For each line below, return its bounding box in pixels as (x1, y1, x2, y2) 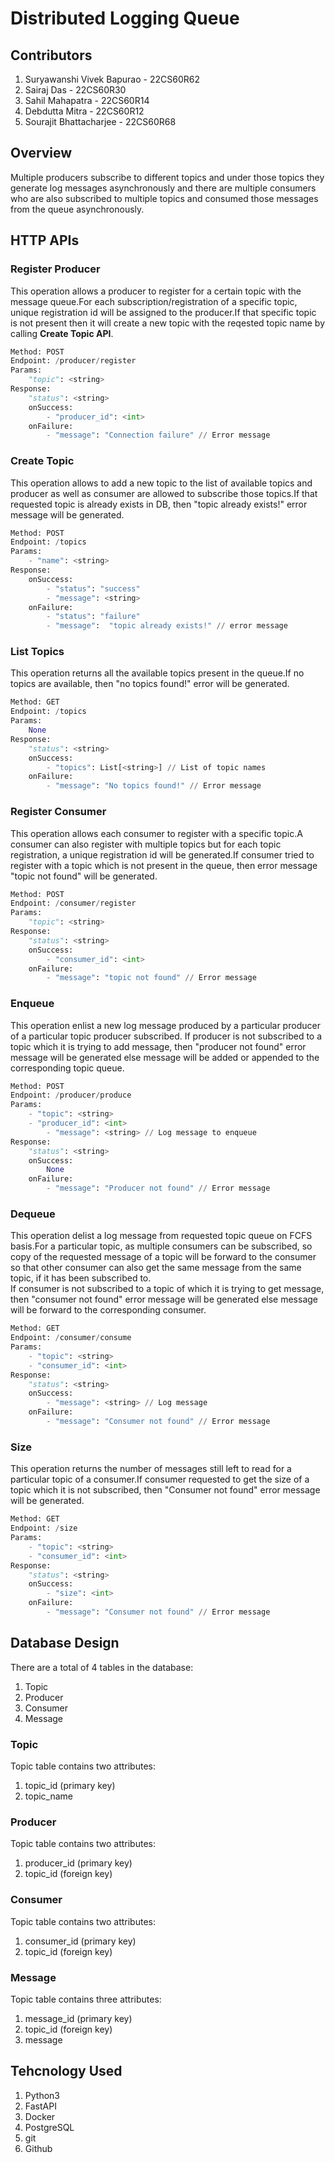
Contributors (10, 47, 93, 64)
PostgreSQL (24, 2121, 75, 2133)
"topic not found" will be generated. (10, 870, 158, 882)
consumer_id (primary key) (24, 1935, 137, 1947)
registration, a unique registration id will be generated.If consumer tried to (10, 848, 315, 861)
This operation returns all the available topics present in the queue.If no (10, 667, 305, 679)
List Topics (10, 645, 65, 659)
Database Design (10, 1635, 120, 1652)
